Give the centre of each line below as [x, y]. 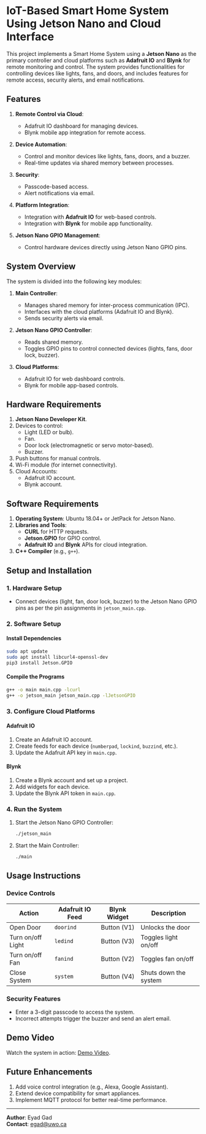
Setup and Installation [49, 571]
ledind [64, 941]
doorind [65, 927]
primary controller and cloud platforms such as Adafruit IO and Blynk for [98, 60]
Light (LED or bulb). [49, 432]
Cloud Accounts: [36, 472]
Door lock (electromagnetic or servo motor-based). [89, 445]
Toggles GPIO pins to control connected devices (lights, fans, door [109, 348]
